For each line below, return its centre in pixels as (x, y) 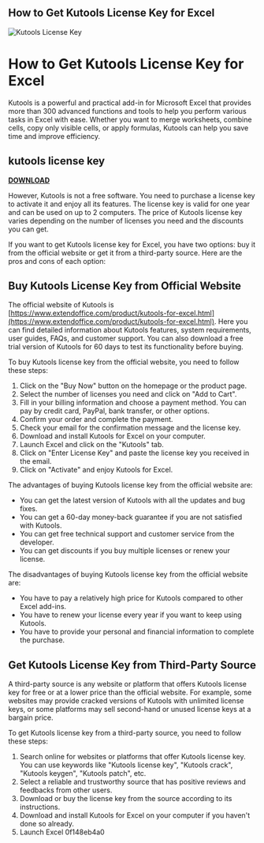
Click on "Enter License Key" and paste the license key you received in (134, 453)
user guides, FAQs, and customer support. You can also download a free (126, 338)
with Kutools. (41, 525)
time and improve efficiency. (54, 136)
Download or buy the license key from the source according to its (126, 799)
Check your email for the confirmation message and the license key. (130, 428)
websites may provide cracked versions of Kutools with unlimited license (126, 701)
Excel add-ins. (43, 607)
